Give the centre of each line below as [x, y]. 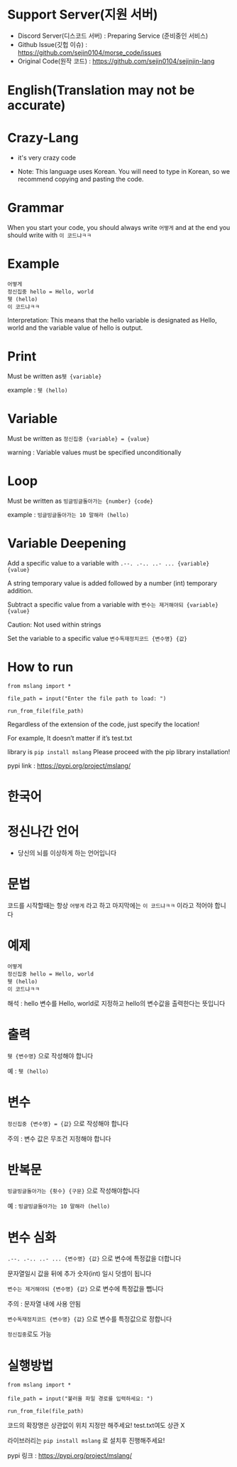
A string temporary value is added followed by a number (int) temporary [112, 583]
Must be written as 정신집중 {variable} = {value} [79, 438]
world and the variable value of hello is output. [75, 328]
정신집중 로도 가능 [29, 1334]
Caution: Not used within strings [54, 625]
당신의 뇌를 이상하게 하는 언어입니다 [67, 852]
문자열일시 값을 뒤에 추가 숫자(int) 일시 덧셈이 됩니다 [79, 1274]
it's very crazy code [47, 158]
